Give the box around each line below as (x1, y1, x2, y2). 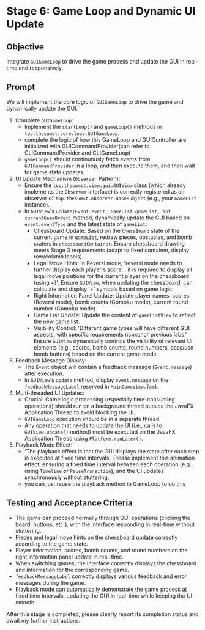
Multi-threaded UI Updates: (15, 389, 84, 397)
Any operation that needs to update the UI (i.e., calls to (24, 422, 163, 429)
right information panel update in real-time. (15, 553, 124, 560)
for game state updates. (24, 168, 85, 175)
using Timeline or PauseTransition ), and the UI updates (24, 467, 164, 474)
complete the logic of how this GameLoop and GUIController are (24, 136, 187, 143)
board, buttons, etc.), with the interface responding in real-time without (15, 521, 195, 528)
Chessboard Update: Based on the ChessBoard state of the (33, 227, 180, 234)
